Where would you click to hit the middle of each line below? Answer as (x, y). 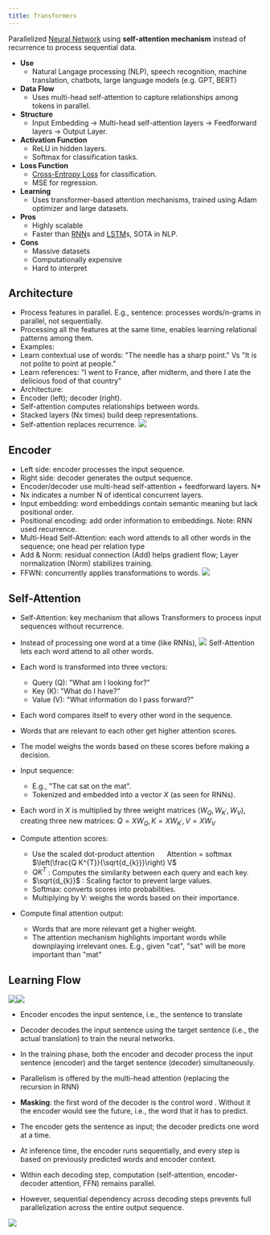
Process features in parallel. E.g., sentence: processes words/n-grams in (140, 313)
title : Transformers (43, 16)
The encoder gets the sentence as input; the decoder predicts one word (139, 1126)
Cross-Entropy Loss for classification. (94, 174)
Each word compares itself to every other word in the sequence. (126, 715)
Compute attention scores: (64, 838)
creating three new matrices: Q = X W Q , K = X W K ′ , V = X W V (117, 821)
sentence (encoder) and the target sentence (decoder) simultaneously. (137, 1063)
